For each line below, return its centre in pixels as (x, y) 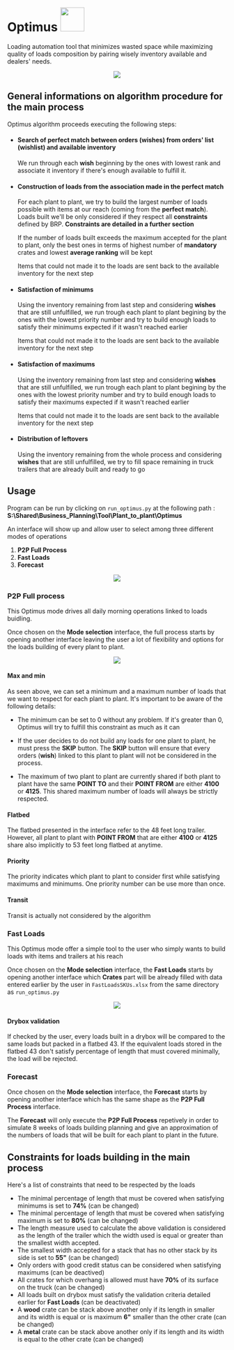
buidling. (20, 618)
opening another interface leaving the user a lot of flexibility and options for (116, 639)
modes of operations (37, 536)
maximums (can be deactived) (61, 1273)
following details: (32, 706)
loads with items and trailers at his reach (65, 956)
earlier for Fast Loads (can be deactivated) (79, 1303)
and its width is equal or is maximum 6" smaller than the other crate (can (122, 1317)
